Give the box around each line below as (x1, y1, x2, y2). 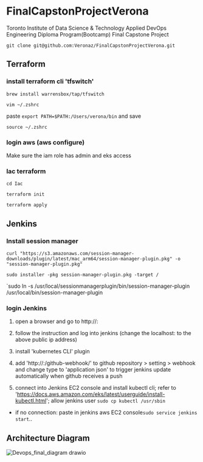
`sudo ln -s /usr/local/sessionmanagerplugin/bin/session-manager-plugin (6, 282, 190, 290)
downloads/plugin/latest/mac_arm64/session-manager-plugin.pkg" (6, 256, 173, 262)
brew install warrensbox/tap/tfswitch (6, 91, 105, 97)
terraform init (6, 191, 45, 198)
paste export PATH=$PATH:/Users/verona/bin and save (6, 112, 142, 120)
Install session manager (6, 237, 78, 245)
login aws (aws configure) (6, 138, 85, 146)
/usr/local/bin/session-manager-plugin (6, 288, 103, 296)
